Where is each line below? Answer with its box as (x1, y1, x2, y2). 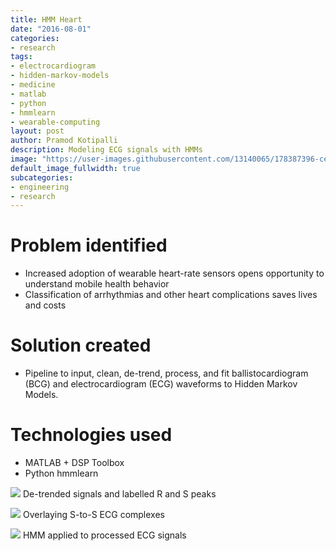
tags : (10, 52, 33, 62)
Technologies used (10, 424, 173, 446)
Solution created (10, 334, 152, 357)
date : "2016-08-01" (10, 24, 92, 34)
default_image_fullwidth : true (10, 163, 141, 173)
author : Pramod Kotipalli (10, 136, 118, 146)
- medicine (10, 80, 56, 90)
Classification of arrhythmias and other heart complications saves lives (24, 289, 318, 301)
